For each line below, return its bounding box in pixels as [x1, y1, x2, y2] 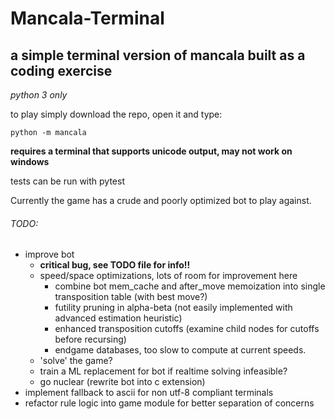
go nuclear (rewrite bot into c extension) [39, 376, 206, 388]
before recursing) [54, 333, 127, 346]
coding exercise [10, 62, 113, 79]
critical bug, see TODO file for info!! [39, 259, 191, 271]
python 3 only [10, 89, 68, 101]
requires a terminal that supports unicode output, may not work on [10, 145, 293, 157]
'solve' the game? [39, 355, 113, 367]
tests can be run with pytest [10, 175, 125, 187]
